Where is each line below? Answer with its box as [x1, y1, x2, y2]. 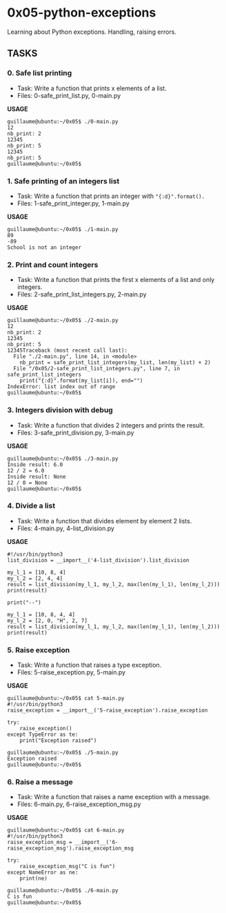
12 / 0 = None [7, 479, 48, 486]
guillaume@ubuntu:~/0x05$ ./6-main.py [7, 887, 119, 894]
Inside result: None [7, 473, 67, 480]
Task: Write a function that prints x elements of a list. [17, 84, 167, 92]
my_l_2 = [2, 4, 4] [7, 574, 63, 582]
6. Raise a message [7, 777, 74, 787]
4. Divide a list [7, 501, 56, 511]
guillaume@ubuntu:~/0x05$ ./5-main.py [7, 750, 119, 756]
